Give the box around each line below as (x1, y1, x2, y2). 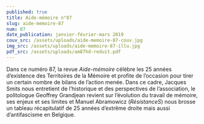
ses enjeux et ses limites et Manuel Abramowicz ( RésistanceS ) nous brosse (6, 98, 196, 105)
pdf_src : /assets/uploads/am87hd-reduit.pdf (6, 49, 121, 55)
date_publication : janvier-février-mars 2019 (6, 32, 124, 38)
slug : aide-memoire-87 (6, 20, 64, 26)
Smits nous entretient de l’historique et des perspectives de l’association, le (6, 85, 196, 92)
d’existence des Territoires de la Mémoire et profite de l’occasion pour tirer (6, 71, 194, 79)
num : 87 (6, 26, 26, 32)
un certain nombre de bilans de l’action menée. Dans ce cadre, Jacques (6, 78, 187, 86)
